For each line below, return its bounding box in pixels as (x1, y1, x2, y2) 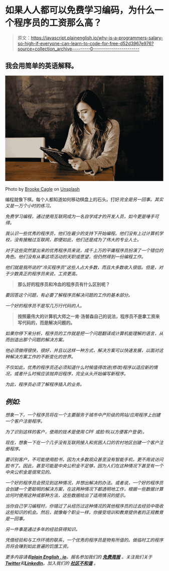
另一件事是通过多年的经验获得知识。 (5, 526, 80, 532)
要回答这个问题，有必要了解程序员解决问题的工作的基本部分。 (5, 292, 133, 298)
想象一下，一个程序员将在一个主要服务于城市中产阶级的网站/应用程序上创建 (5, 412, 161, 418)
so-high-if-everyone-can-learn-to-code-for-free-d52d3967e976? (17, 40, 154, 46)
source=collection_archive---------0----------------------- (17, 46, 139, 52)
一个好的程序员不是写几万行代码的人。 (5, 303, 84, 309)
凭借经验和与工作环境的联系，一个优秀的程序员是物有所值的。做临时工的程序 (5, 537, 163, 543)
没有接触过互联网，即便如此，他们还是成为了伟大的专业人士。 (14, 237, 141, 243)
